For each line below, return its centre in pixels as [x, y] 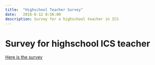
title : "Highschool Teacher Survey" [44, 10]
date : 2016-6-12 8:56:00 [33, 14]
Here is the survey [24, 57]
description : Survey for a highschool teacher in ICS [62, 19]
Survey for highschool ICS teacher [78, 43]
